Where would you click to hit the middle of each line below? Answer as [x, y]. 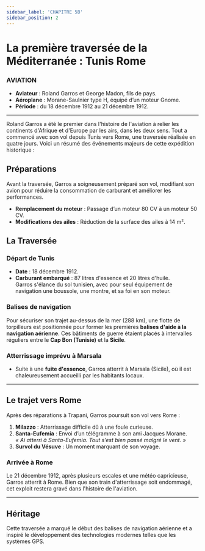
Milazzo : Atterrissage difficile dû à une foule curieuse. [84, 427]
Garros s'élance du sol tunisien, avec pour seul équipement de [94, 284]
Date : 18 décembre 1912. [47, 272]
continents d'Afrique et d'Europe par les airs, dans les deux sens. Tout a [97, 130]
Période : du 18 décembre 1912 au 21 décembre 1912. [82, 106]
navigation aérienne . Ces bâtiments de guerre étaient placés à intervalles [99, 333]
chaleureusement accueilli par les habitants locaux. [80, 375]
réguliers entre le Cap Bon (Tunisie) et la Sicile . [66, 339]
